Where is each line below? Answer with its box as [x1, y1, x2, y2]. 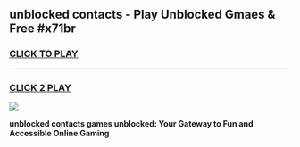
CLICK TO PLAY [9, 48, 79, 61]
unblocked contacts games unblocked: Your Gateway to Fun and [9, 118, 254, 128]
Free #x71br [9, 21, 76, 37]
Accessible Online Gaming [9, 127, 110, 138]
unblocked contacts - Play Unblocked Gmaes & [9, 7, 276, 22]
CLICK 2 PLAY [9, 81, 71, 94]
